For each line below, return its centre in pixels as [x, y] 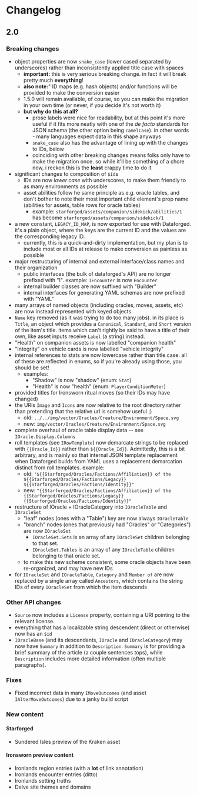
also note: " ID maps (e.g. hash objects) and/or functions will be [100, 86]
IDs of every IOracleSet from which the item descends [81, 587]
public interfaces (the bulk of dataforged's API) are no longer [97, 273]
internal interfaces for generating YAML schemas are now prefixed [104, 292]
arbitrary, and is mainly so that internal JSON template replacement [96, 455]
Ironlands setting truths [43, 780]
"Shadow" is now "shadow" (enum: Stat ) [82, 380]
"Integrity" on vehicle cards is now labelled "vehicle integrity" [89, 349]
